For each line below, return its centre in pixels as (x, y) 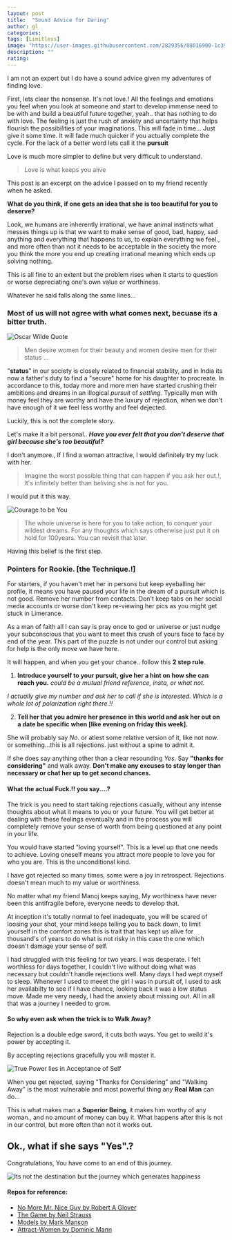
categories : (24, 33)
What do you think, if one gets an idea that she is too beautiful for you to (113, 204)
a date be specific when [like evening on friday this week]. (103, 724)
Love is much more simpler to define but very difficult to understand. (105, 156)
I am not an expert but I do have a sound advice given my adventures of (109, 78)
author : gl (23, 26)
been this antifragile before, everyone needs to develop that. (93, 903)
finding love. (25, 85)
